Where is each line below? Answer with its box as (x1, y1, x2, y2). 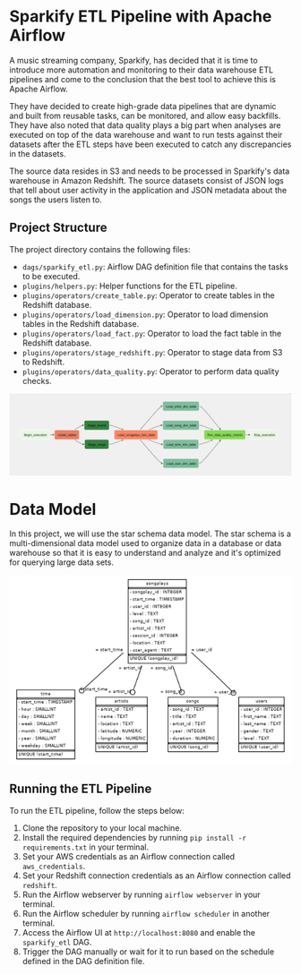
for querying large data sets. (9, 557, 115, 568)
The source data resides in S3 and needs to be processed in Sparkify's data (9, 166, 290, 176)
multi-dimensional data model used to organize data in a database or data (9, 538, 282, 549)
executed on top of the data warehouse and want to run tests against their (9, 129, 283, 140)
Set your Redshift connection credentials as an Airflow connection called (21, 870, 291, 881)
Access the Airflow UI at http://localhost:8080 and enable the (21, 927, 255, 937)
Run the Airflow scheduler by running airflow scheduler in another (21, 908, 271, 918)
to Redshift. (21, 356, 65, 367)
